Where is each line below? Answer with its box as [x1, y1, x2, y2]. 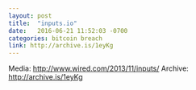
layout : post [8, 11, 52, 20]
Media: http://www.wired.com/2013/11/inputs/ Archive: [8, 63, 190, 73]
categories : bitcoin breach [8, 34, 103, 43]
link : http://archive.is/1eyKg [8, 42, 114, 50]
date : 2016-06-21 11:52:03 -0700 [8, 27, 128, 35]
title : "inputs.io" [8, 19, 78, 27]
